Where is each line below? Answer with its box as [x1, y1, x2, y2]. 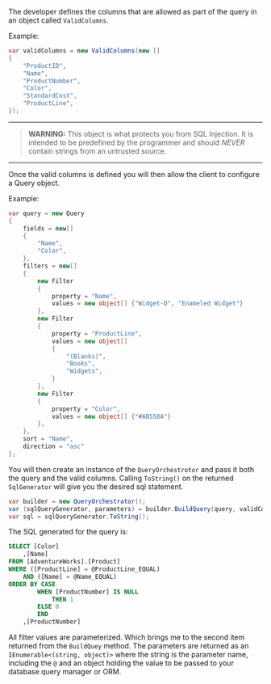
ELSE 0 [37, 602, 60, 611]
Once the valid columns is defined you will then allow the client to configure [8, 169, 260, 179]
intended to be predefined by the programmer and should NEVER [27, 137, 245, 147]
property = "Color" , [51, 404, 121, 413]
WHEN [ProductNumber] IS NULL [37, 588, 139, 596]
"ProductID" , [23, 61, 67, 70]
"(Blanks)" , [65, 352, 106, 361]
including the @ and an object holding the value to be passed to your [8, 658, 234, 668]
